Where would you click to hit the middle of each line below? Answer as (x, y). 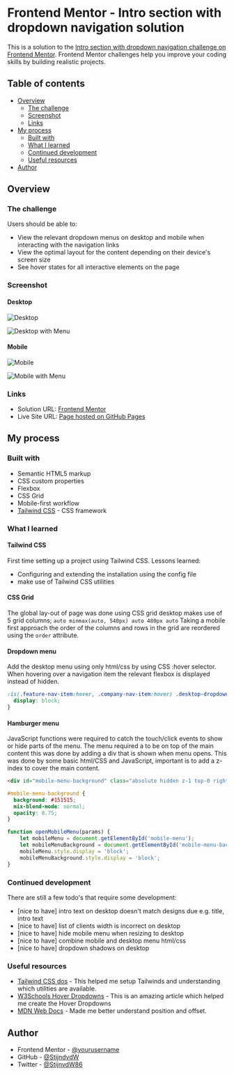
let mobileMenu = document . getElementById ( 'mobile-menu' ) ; (107, 839)
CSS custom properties (51, 481)
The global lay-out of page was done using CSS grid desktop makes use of (115, 613)
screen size (34, 260)
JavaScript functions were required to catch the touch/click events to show (115, 739)
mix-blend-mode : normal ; (49, 807)
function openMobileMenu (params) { (59, 832)
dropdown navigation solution (96, 28)
